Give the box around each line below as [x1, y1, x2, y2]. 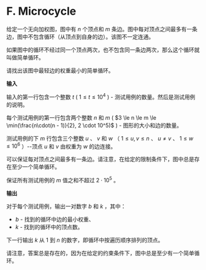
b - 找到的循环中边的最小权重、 [15, 215, 94, 223]
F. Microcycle [6, 4, 77, 18]
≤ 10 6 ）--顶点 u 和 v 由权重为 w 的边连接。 [6, 141, 116, 150]
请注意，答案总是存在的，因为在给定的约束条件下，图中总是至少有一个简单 [6, 249, 194, 256]
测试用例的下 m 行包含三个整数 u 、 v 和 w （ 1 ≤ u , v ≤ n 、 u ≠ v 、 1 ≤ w [6, 134, 194, 142]
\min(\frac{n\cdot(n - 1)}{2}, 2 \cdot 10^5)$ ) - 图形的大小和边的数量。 [6, 121, 183, 129]
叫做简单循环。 [6, 53, 44, 61]
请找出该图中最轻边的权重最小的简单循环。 [6, 66, 114, 74]
